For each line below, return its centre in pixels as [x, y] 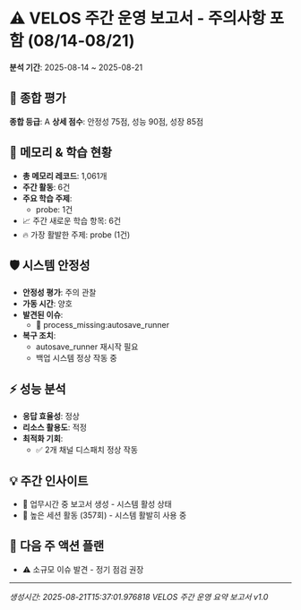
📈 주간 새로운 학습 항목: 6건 [72, 220]
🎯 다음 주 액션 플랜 [57, 546]
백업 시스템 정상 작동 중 [77, 358]
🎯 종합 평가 [38, 98]
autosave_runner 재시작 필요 [87, 347]
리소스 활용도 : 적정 [55, 427]
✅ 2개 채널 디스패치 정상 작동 [87, 450]
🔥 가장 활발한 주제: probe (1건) [76, 235]
